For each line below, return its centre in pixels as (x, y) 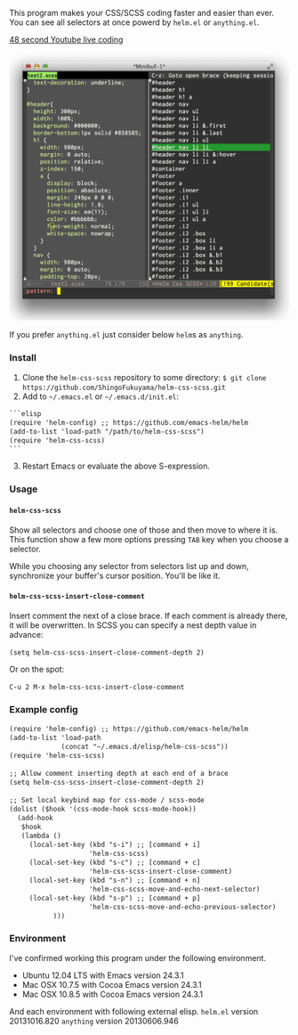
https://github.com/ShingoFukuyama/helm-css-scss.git (124, 387)
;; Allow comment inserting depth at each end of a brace (119, 774)
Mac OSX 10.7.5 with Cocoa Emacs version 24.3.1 (112, 984)
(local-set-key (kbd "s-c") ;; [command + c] (115, 863)
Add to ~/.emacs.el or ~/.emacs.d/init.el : (101, 396)
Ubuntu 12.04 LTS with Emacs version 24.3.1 (103, 975)
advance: (26, 634)
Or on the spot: (37, 669)
